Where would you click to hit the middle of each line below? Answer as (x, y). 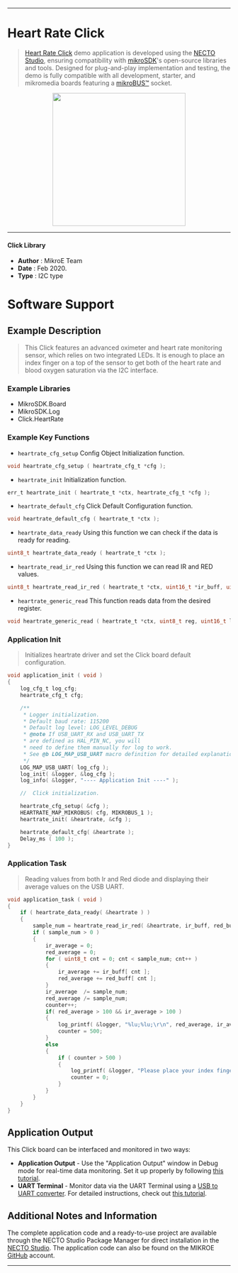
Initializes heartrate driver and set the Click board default (108, 655)
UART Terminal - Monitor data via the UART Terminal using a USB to (118, 1186)
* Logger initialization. (61, 715)
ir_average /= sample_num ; (87, 991)
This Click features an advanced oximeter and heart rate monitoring (123, 348)
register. (30, 608)
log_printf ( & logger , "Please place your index (142, 1071)
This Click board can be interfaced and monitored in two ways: (99, 1150)
